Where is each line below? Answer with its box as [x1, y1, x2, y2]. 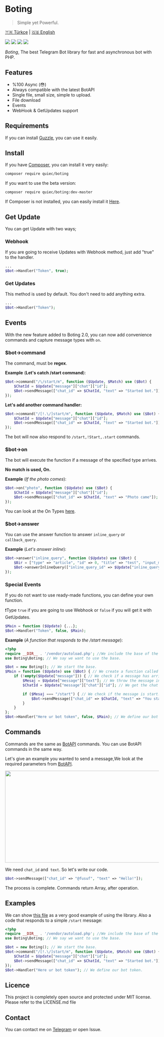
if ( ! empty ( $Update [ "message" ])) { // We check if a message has [14, 674, 150, 679]
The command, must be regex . [5, 360, 67, 366]
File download [12, 97, 41, 103]
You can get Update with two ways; [5, 225, 77, 231]
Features [5, 69, 33, 77]
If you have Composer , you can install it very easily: [5, 162, 109, 168]
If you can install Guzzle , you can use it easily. [5, 135, 98, 141]
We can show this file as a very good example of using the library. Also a [5, 912, 151, 918]
